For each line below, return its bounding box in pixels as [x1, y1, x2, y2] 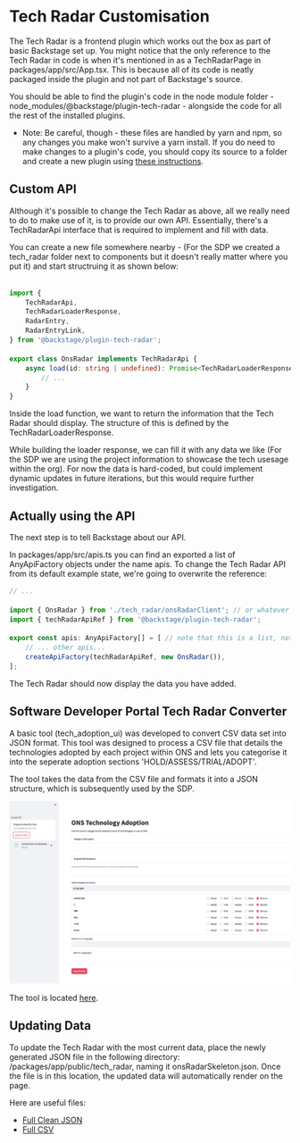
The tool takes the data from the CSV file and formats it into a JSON [9, 773, 259, 784]
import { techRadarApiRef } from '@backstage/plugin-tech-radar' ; [9, 614, 262, 624]
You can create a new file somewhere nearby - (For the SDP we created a [9, 241, 280, 252]
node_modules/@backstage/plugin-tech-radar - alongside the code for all [9, 100, 282, 111]
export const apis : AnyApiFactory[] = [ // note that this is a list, [9, 634, 278, 643]
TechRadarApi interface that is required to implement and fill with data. [9, 224, 270, 235]
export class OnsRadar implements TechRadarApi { [9, 355, 198, 363]
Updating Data [9, 1018, 92, 1033]
